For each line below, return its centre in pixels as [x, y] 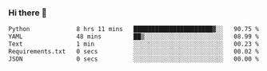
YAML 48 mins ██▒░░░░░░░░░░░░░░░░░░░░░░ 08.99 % [134, 37]
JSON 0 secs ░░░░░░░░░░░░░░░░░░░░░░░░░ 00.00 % [134, 59]
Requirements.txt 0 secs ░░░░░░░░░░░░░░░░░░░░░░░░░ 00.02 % [134, 51]
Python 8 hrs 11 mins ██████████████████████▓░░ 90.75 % [134, 30]
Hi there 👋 [28, 13]
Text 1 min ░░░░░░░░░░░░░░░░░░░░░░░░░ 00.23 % [134, 44]
